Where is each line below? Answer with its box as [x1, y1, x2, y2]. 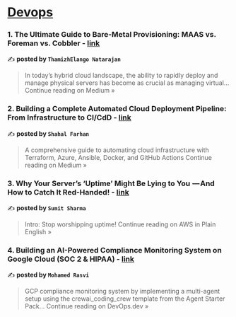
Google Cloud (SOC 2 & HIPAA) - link [7, 254, 135, 264]
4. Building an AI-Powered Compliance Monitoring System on [7, 246, 223, 255]
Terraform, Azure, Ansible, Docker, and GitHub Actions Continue [24, 153, 212, 161]
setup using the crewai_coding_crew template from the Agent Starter [24, 294, 225, 303]
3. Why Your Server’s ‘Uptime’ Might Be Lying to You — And [7, 178, 216, 188]
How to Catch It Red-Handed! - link [7, 187, 129, 197]
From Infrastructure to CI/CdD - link [7, 113, 132, 122]
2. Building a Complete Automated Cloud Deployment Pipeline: [7, 104, 227, 114]
